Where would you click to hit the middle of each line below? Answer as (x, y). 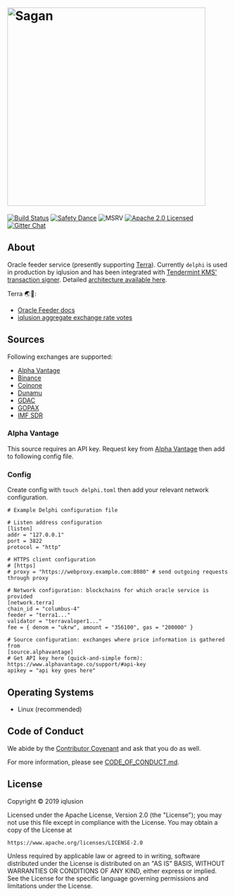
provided (20, 597)
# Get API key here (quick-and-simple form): (75, 658)
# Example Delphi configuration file (63, 510)
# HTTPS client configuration (52, 560)
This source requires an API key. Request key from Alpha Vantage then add (116, 448)
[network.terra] (31, 603)
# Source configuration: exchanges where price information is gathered (116, 640)
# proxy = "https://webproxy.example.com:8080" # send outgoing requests (118, 572)
